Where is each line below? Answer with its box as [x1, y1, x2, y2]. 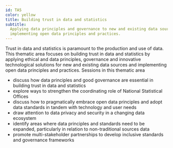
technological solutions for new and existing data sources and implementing [5, 62, 167, 68]
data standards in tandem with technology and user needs [12, 104, 137, 110]
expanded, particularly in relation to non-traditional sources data [12, 126, 150, 132]
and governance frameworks [12, 137, 75, 143]
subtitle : [5, 22, 27, 27]
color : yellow [5, 12, 36, 17]
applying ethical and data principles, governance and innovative [5, 56, 141, 62]
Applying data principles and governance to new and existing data [10, 27, 158, 32]
